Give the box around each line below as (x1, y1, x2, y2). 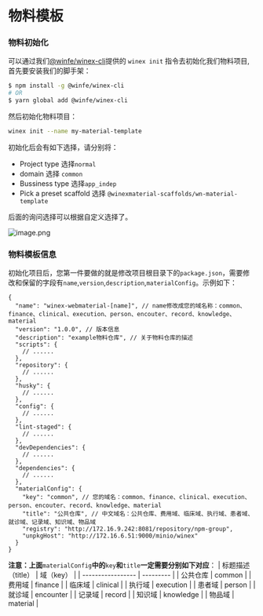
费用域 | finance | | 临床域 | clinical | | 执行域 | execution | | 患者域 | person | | (8, 580, 256, 589)
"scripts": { (15, 341, 58, 349)
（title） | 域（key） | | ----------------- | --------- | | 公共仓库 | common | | (8, 570, 252, 580)
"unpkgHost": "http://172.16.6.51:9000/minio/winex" (22, 532, 199, 540)
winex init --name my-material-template (8, 127, 143, 136)
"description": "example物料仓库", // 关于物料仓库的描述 (15, 334, 194, 342)
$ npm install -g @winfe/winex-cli (8, 82, 125, 90)
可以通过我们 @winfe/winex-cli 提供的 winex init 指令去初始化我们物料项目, (8, 56, 250, 66)
